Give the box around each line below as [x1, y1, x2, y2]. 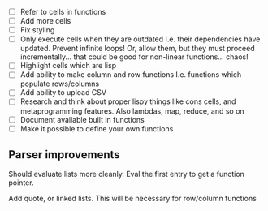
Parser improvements [8, 148, 120, 161]
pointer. [8, 178, 34, 187]
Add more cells [19, 16, 71, 26]
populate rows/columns [19, 79, 100, 88]
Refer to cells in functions [19, 7, 106, 16]
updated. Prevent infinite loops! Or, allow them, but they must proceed [19, 44, 255, 54]
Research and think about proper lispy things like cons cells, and [19, 97, 236, 106]
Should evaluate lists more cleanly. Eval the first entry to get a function [8, 170, 245, 179]
